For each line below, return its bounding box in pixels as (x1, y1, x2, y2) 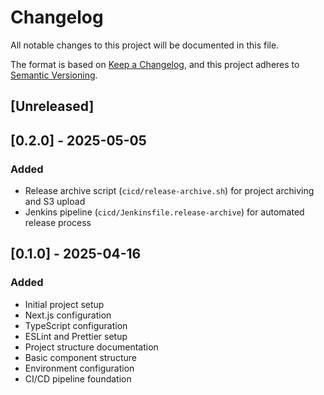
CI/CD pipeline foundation (24, 372, 132, 385)
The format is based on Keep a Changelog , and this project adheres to (10, 58, 300, 70)
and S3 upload (24, 196, 86, 208)
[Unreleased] (10, 98, 95, 115)
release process (24, 217, 92, 229)
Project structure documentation (24, 341, 159, 353)
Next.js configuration (24, 309, 112, 321)
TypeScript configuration (24, 319, 128, 331)
